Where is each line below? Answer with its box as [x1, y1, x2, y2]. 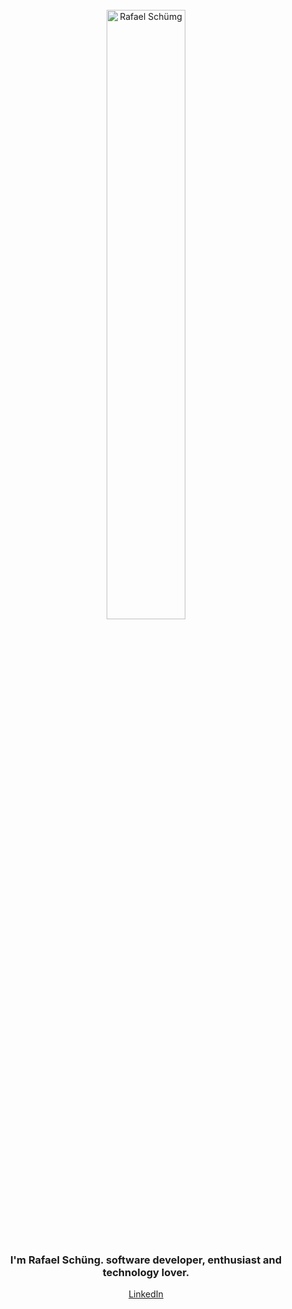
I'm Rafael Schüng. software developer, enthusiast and [9, 1253, 282, 1267]
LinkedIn [128, 1288, 164, 1300]
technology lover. [102, 1265, 190, 1279]
